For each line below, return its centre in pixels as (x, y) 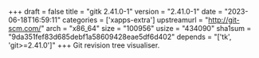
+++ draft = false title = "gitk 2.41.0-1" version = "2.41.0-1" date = (116, 12)
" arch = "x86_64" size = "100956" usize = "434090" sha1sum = (146, 28)
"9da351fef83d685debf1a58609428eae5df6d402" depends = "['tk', (120, 37)
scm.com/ (25, 28)
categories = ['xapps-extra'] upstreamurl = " (135, 20)
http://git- (224, 20)
